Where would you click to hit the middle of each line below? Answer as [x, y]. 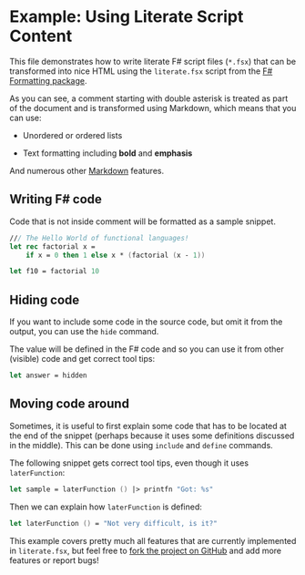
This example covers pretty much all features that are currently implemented [153, 540]
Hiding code [45, 299]
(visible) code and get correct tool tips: [82, 359]
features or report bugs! [54, 560]
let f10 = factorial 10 [55, 272]
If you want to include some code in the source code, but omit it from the [146, 322]
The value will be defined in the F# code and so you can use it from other [147, 349]
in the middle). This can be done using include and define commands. [141, 445]
